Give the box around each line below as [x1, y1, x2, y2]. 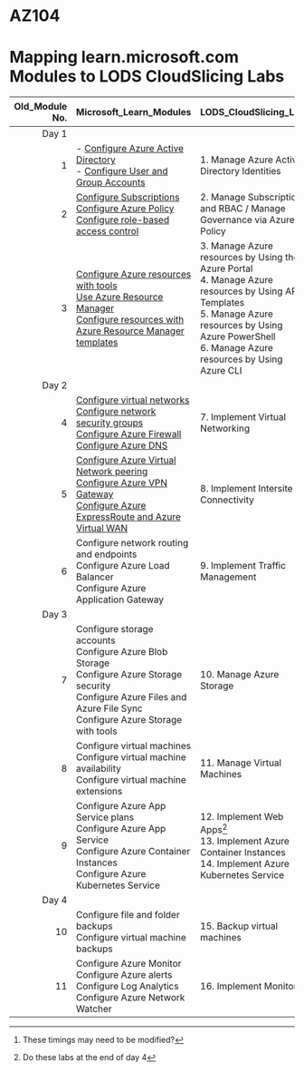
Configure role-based [75, 214, 170, 227]
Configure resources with [75, 314, 185, 326]
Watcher [75, 1003, 112, 1016]
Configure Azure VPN [75, 477, 168, 490]
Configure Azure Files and [75, 691, 187, 704]
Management [200, 570, 257, 583]
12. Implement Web [200, 810, 284, 823]
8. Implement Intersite [200, 482, 293, 495]
